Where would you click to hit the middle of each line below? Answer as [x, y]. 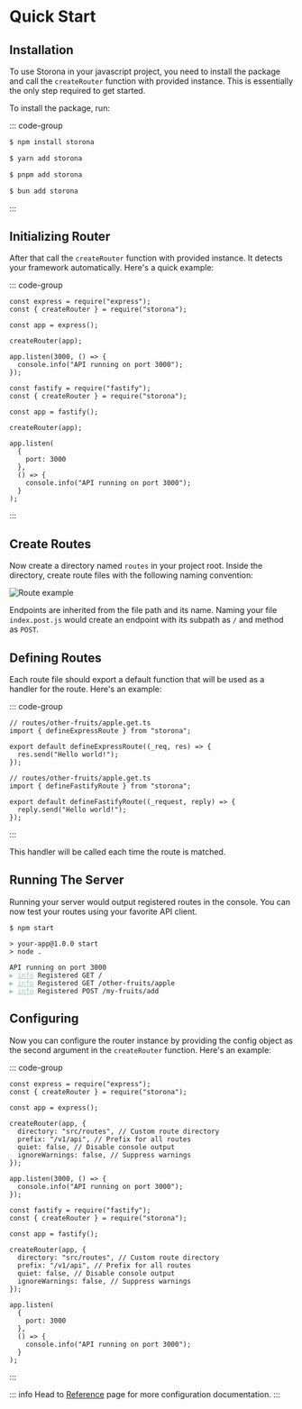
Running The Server [67, 880]
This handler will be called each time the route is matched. [118, 851]
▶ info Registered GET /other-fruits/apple [92, 983]
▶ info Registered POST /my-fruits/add [84, 991]
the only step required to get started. [78, 91]
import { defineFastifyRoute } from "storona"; [101, 786]
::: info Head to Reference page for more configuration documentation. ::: [145, 1394]
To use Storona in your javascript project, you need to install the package [145, 71]
